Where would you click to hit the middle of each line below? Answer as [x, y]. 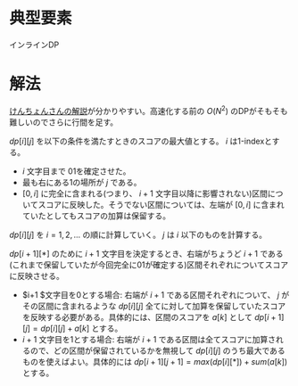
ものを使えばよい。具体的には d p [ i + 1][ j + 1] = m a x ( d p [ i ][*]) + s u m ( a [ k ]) [155, 361]
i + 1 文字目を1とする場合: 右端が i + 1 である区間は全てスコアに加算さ [149, 339]
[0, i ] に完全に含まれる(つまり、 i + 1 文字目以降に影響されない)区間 [145, 193]
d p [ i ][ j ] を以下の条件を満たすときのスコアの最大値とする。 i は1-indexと [141, 141]
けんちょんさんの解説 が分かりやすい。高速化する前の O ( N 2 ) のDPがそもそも [149, 110]
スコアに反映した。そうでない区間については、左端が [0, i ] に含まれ [161, 204]
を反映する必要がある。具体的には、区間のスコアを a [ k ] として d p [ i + [149, 316]
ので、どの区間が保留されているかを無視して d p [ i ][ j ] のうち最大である [157, 350]
